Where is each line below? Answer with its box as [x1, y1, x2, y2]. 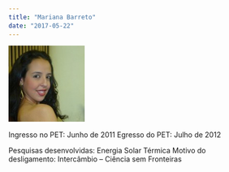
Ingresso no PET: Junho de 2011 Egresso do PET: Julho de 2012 [8, 130, 222, 140]
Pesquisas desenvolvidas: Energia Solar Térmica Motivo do [8, 145, 206, 155]
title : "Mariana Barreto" [8, 13, 96, 21]
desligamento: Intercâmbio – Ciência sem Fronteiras [8, 154, 183, 164]
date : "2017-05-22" [8, 21, 75, 30]
